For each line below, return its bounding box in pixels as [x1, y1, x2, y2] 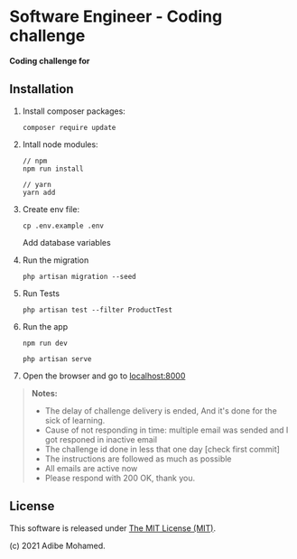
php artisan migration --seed [22, 272, 137, 281]
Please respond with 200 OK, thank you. [44, 472, 196, 483]
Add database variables [22, 237, 111, 247]
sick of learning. [44, 415, 106, 425]
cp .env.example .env [22, 221, 104, 230]
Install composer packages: [22, 106, 126, 116]
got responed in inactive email [44, 433, 158, 444]
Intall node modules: [22, 138, 98, 150]
